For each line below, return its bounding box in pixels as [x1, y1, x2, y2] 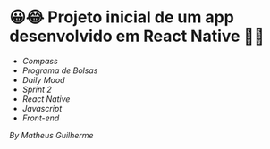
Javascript [21, 103, 63, 113]
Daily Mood [21, 74, 65, 85]
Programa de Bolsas [21, 65, 98, 76]
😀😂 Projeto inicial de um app [9, 7, 234, 28]
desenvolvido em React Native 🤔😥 [9, 26, 266, 46]
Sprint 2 [21, 84, 52, 95]
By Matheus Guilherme [9, 129, 94, 140]
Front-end [21, 112, 60, 123]
